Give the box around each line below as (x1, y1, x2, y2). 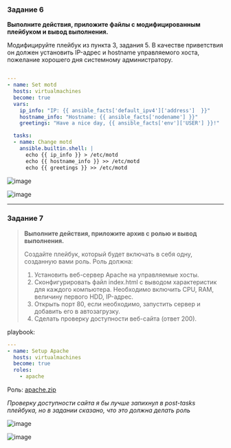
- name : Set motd (7, 81, 57, 89)
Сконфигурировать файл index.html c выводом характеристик (34, 277, 217, 286)
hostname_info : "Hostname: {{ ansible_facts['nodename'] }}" (19, 114, 198, 120)
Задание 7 (7, 213, 43, 223)
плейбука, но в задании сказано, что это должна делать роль (7, 406, 190, 414)
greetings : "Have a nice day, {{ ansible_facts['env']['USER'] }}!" (19, 120, 220, 127)
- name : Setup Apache (7, 348, 69, 354)
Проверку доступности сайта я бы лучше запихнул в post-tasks (7, 399, 196, 407)
